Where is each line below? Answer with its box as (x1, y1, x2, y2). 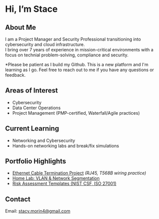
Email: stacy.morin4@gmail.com (5, 208, 71, 214)
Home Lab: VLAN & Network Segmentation (12, 175, 100, 181)
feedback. (5, 72, 26, 78)
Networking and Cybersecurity (12, 137, 76, 143)
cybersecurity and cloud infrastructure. (5, 42, 85, 47)
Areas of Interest (5, 87, 58, 95)
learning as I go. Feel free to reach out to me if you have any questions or (5, 67, 154, 73)
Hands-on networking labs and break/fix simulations (12, 142, 119, 149)
